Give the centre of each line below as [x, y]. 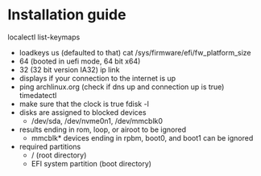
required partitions [50, 146]
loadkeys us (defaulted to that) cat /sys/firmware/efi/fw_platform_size [135, 52]
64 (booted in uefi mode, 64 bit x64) [80, 61]
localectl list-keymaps [44, 37]
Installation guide [67, 15]
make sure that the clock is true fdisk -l [84, 104]
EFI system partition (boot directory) [91, 163]
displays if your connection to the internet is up [97, 78]
